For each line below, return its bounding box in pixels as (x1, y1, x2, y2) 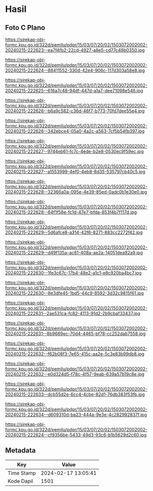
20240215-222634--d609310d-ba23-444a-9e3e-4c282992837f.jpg (5, 412, 147, 417)
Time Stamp (7, 470, 36, 477)
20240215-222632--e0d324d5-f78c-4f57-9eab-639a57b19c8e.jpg (5, 371, 145, 377)
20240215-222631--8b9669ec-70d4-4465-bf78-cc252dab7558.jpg (5, 330, 146, 336)
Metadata (5, 446, 36, 455)
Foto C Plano (5, 23, 45, 32)
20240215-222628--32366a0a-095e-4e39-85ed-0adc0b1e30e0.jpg (5, 189, 147, 195)
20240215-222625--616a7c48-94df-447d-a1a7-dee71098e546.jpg (5, 88, 144, 93)
